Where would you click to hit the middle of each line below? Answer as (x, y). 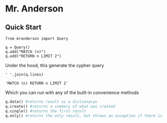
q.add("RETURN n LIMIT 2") (33, 56)
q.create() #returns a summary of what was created (60, 106)
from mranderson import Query (37, 38)
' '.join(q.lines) (24, 74)
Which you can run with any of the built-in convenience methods (72, 92)
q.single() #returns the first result (46, 111)
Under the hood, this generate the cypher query (55, 65)
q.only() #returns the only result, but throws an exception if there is (84, 115)
